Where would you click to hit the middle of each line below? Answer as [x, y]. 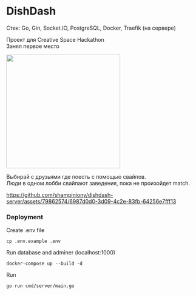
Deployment [25, 217]
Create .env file [25, 230]
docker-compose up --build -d [45, 264]
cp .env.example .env [34, 241]
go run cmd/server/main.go [40, 286]
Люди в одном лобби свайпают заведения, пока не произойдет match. [98, 183]
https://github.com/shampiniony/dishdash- [60, 194]
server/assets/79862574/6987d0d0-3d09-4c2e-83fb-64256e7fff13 [91, 201]
